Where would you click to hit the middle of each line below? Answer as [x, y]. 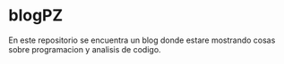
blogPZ [36, 16]
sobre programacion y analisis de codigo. [85, 49]
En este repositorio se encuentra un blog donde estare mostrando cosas [142, 40]
